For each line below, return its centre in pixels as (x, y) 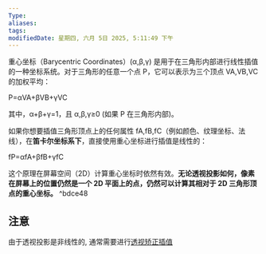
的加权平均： (29, 81)
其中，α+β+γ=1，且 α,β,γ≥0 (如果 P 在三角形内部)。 (94, 114)
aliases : (23, 23)
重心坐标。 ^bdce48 (55, 193)
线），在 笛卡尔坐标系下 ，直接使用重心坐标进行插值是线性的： (108, 141)
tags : (17, 30)
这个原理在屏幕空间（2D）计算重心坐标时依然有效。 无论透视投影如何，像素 (131, 173)
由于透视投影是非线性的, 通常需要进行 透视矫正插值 (90, 242)
